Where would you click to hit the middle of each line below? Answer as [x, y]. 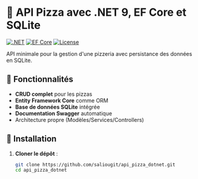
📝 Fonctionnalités [40, 79]
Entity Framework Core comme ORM [62, 100]
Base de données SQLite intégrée [58, 107]
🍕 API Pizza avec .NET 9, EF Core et [96, 12]
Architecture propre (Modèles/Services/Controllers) [79, 120]
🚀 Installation [31, 139]
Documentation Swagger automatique [64, 113]
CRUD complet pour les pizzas [54, 94]
